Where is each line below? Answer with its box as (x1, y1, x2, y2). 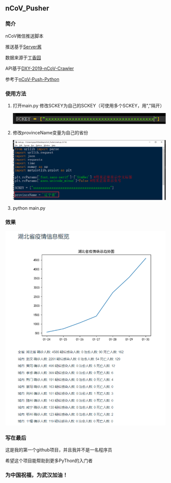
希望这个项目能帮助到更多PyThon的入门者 (5, 458, 93, 464)
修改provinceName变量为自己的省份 (12, 129, 89, 135)
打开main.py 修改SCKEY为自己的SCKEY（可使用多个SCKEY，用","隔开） (12, 102, 165, 108)
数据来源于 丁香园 (5, 54, 41, 61)
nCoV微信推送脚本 (5, 33, 44, 39)
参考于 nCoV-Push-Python (5, 76, 60, 82)
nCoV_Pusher (5, 4, 49, 13)
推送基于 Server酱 (5, 43, 42, 50)
